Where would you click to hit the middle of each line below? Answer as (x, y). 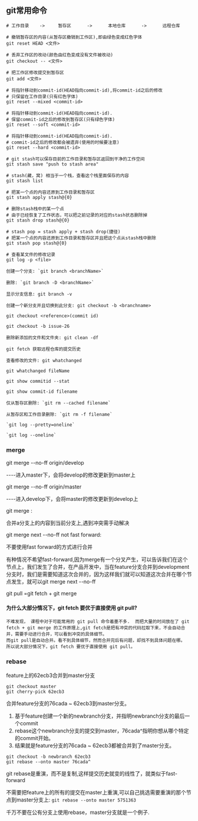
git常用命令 (27, 11)
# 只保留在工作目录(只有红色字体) (42, 96)
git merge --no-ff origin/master (44, 487)
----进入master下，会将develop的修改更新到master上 (71, 475)
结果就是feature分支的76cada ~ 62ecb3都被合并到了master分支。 (95, 745)
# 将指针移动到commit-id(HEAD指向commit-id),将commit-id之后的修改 (85, 90)
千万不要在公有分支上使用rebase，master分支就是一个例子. (78, 812)
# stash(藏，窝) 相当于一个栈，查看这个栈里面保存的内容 (68, 175)
